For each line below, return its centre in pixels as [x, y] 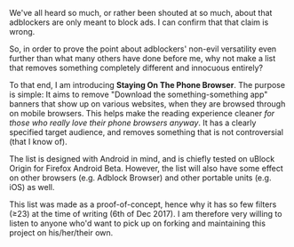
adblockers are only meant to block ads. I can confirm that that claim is [139, 22]
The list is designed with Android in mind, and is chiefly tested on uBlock [142, 159]
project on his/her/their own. [61, 233]
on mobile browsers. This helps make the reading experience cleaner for [142, 113]
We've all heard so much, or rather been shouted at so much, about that [141, 13]
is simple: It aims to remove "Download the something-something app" [139, 94]
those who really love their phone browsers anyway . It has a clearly [133, 123]
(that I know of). [39, 142]
